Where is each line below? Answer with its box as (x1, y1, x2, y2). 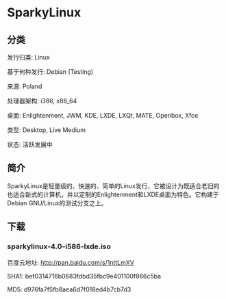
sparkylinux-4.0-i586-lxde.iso (7, 242, 112, 251)
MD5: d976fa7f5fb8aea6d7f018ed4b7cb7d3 (7, 285, 131, 294)
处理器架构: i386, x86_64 (7, 97, 77, 105)
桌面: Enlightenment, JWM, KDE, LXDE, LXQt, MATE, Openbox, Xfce (7, 112, 199, 119)
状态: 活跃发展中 (7, 140, 53, 148)
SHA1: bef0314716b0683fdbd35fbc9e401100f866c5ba (7, 272, 162, 280)
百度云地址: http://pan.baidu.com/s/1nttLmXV (7, 258, 135, 266)
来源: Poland (7, 82, 42, 90)
